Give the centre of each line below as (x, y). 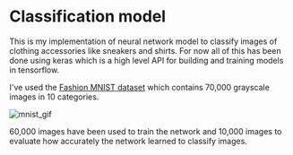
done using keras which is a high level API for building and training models (146, 60)
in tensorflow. (34, 70)
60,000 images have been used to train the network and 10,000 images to (146, 131)
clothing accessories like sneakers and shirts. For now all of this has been (145, 50)
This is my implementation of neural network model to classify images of (143, 41)
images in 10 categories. (54, 97)
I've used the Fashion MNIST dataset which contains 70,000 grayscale (140, 87)
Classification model (88, 17)
